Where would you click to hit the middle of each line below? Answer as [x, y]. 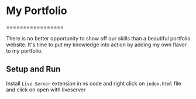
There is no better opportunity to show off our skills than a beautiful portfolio [98, 38]
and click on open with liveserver [46, 90]
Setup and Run [33, 69]
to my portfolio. [24, 50]
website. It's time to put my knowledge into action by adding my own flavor [97, 45]
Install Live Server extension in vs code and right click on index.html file [94, 83]
